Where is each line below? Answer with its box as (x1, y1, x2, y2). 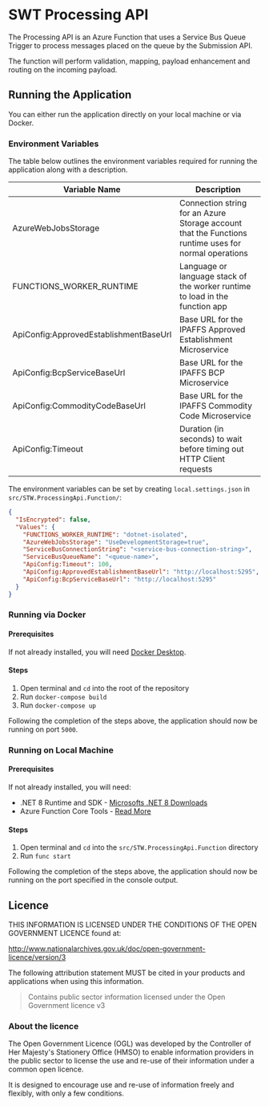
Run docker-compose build (19, 692, 107, 701)
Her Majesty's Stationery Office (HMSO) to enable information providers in (8, 1047, 255, 1057)
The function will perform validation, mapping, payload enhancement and (8, 56, 251, 66)
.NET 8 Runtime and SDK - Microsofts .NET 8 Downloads (19, 798, 208, 807)
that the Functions (179, 227, 248, 239)
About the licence (8, 1020, 79, 1031)
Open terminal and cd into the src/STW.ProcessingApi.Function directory (19, 843, 259, 852)
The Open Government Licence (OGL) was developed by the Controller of (8, 1039, 252, 1049)
